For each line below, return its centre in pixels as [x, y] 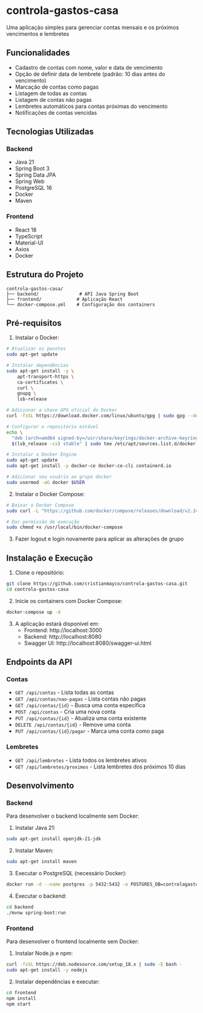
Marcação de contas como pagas [57, 87]
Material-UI [29, 243]
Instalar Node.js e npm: [44, 954]
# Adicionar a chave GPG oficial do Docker [62, 410]
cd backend [20, 907]
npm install [21, 998]
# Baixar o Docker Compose [40, 505]
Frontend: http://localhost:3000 [63, 630]
